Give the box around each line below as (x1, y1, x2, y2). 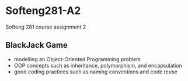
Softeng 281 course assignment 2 (5, 23, 86, 30)
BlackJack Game (5, 40, 68, 50)
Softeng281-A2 (5, 4, 81, 17)
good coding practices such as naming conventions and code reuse (13, 68, 177, 75)
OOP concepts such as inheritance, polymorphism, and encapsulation (13, 62, 182, 69)
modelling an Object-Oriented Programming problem (13, 55, 141, 62)
